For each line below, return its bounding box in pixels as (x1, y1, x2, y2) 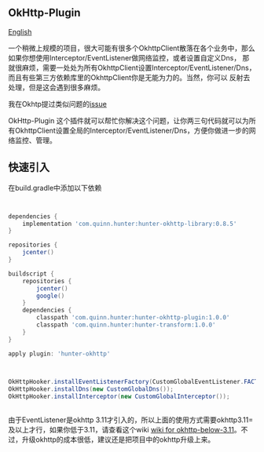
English (8, 27, 32, 36)
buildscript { (8, 270, 55, 278)
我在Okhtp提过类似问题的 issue (8, 99, 108, 108)
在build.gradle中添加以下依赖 (8, 183, 102, 192)
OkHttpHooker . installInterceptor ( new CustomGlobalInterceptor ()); (8, 392, 230, 401)
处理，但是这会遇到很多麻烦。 (8, 82, 104, 92)
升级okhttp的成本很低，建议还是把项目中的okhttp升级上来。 (21, 435, 215, 444)
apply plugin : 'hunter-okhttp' (8, 349, 111, 358)
